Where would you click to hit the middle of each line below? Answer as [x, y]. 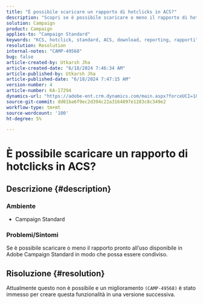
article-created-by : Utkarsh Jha [48, 62]
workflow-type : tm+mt [34, 107]
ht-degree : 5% [24, 118]
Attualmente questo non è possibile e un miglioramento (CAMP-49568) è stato [101, 288]
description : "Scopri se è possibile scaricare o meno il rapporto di [97, 18]
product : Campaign [29, 29]
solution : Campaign [31, 23]
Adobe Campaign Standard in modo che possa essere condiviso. [87, 254]
